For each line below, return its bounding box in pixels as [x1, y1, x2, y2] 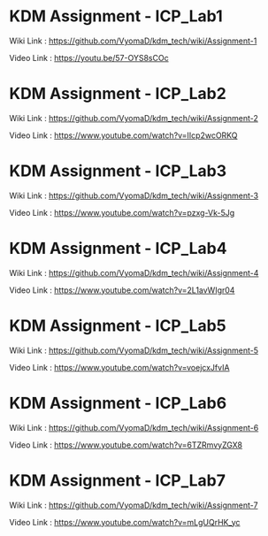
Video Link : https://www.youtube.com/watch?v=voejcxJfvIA [9, 362, 230, 372]
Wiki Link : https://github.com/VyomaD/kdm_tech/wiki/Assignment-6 [9, 422, 259, 433]
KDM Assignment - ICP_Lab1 [9, 6, 223, 27]
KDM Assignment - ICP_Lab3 [9, 161, 227, 181]
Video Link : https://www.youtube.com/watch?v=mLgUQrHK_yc [9, 517, 241, 527]
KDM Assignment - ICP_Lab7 [9, 471, 226, 490]
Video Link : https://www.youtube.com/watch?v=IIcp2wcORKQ [9, 130, 238, 141]
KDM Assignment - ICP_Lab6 [9, 393, 227, 413]
